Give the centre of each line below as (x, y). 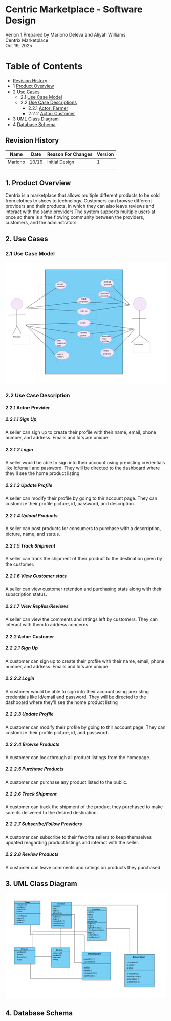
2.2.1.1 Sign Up (21, 419)
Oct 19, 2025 (19, 45)
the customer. (20, 564)
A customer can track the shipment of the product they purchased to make (84, 807)
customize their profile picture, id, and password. (57, 732)
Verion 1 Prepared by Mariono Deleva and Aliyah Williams (66, 34)
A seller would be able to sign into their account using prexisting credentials (85, 463)
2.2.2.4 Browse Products (33, 744)
